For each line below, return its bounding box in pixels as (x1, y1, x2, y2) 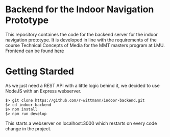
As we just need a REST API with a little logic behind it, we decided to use (5, 82, 160, 88)
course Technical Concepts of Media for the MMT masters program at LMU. (5, 42, 165, 48)
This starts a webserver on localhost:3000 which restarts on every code (5, 120, 157, 126)
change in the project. (5, 125, 52, 131)
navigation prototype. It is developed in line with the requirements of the (5, 37, 157, 43)
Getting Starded (5, 65, 74, 77)
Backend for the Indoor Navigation (5, 4, 154, 15)
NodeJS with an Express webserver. (5, 88, 82, 94)
